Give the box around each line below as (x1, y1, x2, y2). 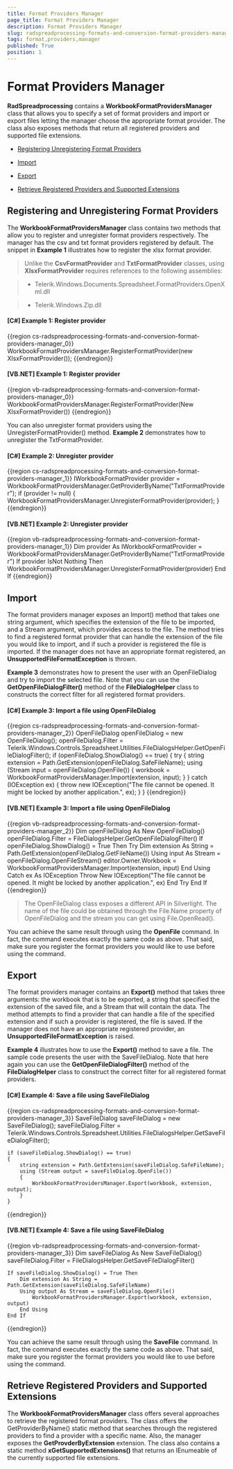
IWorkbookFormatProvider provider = (74, 475, 180, 483)
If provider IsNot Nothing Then (16, 557, 103, 566)
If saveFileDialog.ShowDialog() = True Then (7, 1269, 138, 1277)
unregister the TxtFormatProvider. (7, 436, 104, 444)
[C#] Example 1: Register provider (7, 316, 106, 325)
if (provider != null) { (18, 489, 76, 498)
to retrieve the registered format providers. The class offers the (7, 1416, 188, 1425)
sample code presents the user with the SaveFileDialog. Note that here (7, 1053, 209, 1062)
